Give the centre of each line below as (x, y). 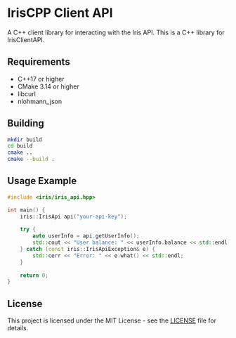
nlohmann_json (39, 101)
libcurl (27, 93)
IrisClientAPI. (26, 39)
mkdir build (25, 139)
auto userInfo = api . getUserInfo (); (86, 236)
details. (18, 328)
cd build (20, 146)
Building (26, 123)
